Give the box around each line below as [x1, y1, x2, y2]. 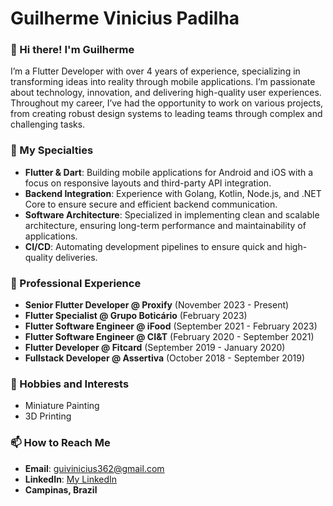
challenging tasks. [10, 118, 86, 131]
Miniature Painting [24, 400, 100, 412]
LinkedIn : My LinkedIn [24, 473, 118, 485]
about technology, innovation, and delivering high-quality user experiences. [10, 87, 322, 99]
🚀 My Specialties [10, 143, 94, 157]
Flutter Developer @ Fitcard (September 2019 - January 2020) [24, 342, 286, 354]
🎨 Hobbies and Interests [10, 377, 130, 391]
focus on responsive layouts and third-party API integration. [24, 177, 272, 189]
